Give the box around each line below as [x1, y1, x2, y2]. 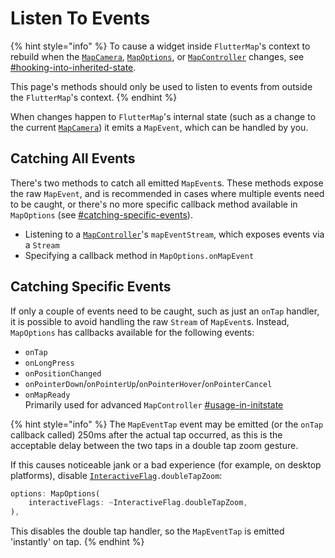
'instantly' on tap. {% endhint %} [10, 536, 145, 548]
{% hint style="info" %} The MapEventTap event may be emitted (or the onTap [10, 418, 324, 430]
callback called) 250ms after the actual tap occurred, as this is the [10, 428, 283, 441]
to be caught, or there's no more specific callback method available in [10, 198, 298, 210]
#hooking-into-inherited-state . [10, 61, 137, 73]
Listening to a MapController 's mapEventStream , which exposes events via [24, 228, 325, 240]
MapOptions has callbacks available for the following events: [10, 326, 255, 338]
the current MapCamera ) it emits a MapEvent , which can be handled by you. [10, 121, 309, 133]
